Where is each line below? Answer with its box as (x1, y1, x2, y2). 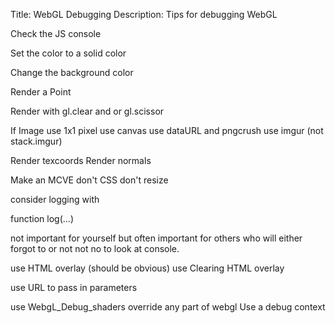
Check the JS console (10, 28, 102, 39)
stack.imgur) (10, 135, 63, 147)
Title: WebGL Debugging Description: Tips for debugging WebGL (10, 9, 278, 20)
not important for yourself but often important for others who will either (10, 232, 303, 244)
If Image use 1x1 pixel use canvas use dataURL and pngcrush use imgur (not (10, 125, 324, 136)
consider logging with (10, 194, 100, 205)
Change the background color (10, 67, 134, 78)
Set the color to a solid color (10, 47, 127, 59)
